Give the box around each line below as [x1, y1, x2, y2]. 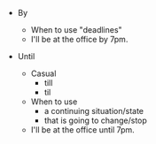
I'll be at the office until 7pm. [30, 125, 135, 135]
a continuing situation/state [43, 106, 144, 116]
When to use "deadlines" [30, 25, 122, 34]
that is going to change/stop [43, 115, 148, 125]
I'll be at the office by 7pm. [30, 34, 129, 44]
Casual [30, 68, 57, 79]
